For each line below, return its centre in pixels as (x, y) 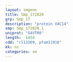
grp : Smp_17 (18, 19)
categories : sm (21, 51)
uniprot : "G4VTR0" (24, 33)
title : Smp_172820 (24, 14)
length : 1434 (20, 38)
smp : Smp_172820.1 (24, 28)
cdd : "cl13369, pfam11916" (33, 42)
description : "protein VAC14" (37, 24)
